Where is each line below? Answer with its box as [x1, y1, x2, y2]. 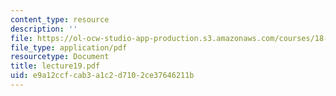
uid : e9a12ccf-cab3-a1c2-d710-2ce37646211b [10, 71, 195, 81]
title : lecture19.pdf [10, 61, 101, 71]
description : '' [10, 24, 78, 34]
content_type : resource [10, 14, 110, 25]
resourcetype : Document [10, 52, 110, 62]
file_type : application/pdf [10, 42, 128, 53]
